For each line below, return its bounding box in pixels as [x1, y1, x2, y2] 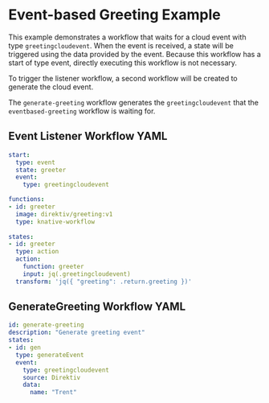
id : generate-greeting [8, 321, 84, 329]
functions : [8, 195, 45, 204]
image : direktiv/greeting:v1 [15, 210, 113, 218]
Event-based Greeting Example [8, 6, 221, 24]
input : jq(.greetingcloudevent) [22, 269, 131, 278]
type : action [15, 248, 59, 256]
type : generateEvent [15, 351, 84, 359]
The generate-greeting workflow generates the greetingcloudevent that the [8, 97, 259, 107]
